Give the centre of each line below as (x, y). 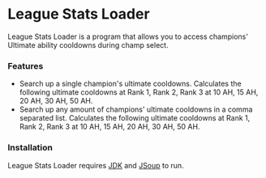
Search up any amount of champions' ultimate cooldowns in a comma (136, 109)
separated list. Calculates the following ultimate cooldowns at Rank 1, (135, 118)
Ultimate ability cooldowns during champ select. (88, 44)
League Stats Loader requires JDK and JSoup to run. (96, 165)
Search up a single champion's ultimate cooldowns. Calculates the (130, 84)
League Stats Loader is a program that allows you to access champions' (128, 36)
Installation (30, 148)
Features (26, 66)
